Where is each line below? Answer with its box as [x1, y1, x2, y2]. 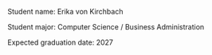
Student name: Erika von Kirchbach [7, 7, 124, 16]
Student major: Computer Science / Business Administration [7, 22, 205, 31]
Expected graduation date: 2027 [7, 37, 113, 47]
